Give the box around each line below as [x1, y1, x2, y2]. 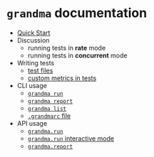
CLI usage [16, 81, 47, 90]
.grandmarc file [27, 112, 71, 120]
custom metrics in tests [27, 73, 97, 82]
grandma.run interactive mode [27, 134, 115, 143]
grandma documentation [6, 5, 148, 21]
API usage [16, 119, 48, 127]
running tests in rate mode [27, 43, 106, 52]
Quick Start [16, 28, 51, 37]
